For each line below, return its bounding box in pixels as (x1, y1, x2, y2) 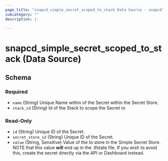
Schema (5, 73, 31, 81)
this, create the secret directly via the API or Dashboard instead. (12, 150, 144, 156)
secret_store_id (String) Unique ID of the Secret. (12, 134, 114, 140)
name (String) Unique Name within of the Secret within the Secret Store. (12, 99, 159, 105)
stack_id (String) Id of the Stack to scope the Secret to (12, 105, 126, 111)
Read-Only (5, 117, 32, 124)
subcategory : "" (5, 12, 39, 17)
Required (5, 88, 28, 95)
